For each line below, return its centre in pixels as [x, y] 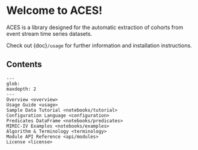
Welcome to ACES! [54, 11]
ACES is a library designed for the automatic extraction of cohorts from [95, 27]
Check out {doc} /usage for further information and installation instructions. [99, 45]
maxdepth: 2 [21, 89]
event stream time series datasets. [49, 33]
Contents [24, 64]
